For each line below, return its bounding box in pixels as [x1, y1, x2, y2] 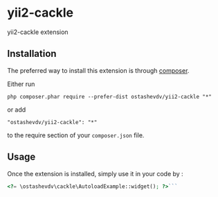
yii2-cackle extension [7, 28, 69, 36]
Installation [7, 48, 57, 60]
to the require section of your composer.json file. [7, 130, 145, 139]
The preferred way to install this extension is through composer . [7, 66, 190, 74]
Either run [7, 80, 35, 88]
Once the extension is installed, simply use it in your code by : [7, 169, 183, 178]
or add [7, 105, 26, 114]
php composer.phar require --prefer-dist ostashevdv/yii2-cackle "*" [7, 93, 212, 100]
